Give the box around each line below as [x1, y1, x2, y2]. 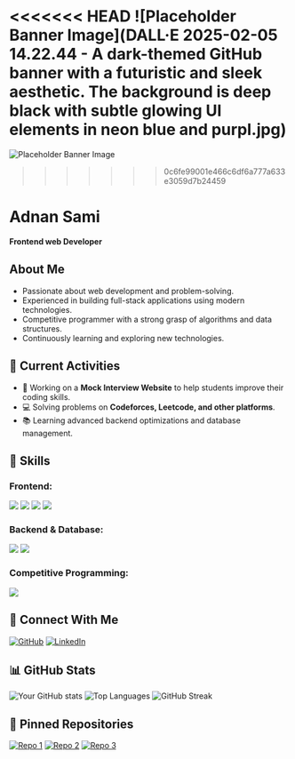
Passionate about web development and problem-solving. [21, 285, 234, 296]
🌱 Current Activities [9, 358, 121, 374]
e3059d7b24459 [163, 175, 227, 186]
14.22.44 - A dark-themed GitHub [9, 44, 263, 64]
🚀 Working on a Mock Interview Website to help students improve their [21, 382, 284, 393]
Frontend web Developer [9, 236, 102, 246]
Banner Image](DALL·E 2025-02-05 [9, 25, 278, 45]
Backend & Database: [9, 523, 104, 536]
